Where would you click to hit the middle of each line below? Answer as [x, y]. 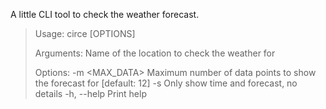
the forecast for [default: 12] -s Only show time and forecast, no [166, 83]
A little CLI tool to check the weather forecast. [105, 14]
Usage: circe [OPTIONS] [85, 33]
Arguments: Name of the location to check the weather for [155, 53]
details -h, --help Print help [90, 93]
